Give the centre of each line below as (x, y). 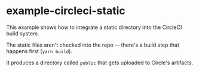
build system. (23, 33)
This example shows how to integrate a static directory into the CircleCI (94, 27)
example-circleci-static (66, 11)
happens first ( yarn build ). (39, 51)
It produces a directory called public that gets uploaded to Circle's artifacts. (100, 63)
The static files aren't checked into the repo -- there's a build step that (93, 45)
